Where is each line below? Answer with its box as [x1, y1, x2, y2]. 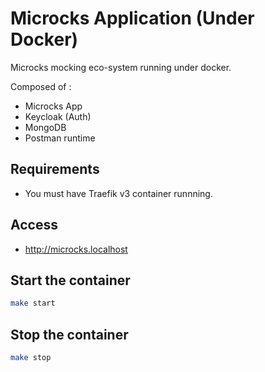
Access [10, 217, 58, 234]
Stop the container [10, 326, 129, 343]
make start [10, 298, 56, 309]
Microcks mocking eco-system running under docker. [10, 61, 232, 73]
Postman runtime [24, 132, 96, 144]
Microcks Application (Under [10, 7, 255, 30]
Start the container [10, 272, 131, 289]
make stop [10, 353, 52, 363]
